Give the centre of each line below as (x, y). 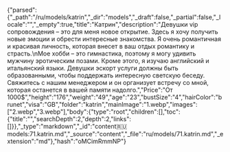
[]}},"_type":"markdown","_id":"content (62, 126)
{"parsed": (22, 10)
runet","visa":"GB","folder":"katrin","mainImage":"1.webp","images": (102, 104)
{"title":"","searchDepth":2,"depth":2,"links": (69, 119)
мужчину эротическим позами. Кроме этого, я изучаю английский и (108, 61)
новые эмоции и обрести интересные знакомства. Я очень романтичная (114, 39)
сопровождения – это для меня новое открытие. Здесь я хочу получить (113, 31)
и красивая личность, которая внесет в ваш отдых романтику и (101, 46)
